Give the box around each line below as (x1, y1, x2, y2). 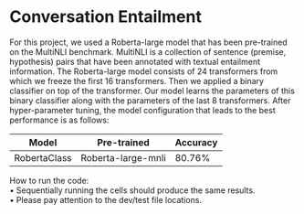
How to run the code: (9, 175, 89, 186)
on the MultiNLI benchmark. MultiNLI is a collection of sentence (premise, (9, 46, 287, 57)
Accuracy (174, 135, 218, 148)
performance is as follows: (9, 114, 110, 125)
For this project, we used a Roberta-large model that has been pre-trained (9, 37, 288, 48)
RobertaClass (14, 151, 72, 164)
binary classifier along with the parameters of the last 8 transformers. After (9, 94, 291, 106)
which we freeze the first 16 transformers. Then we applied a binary (9, 75, 265, 86)
